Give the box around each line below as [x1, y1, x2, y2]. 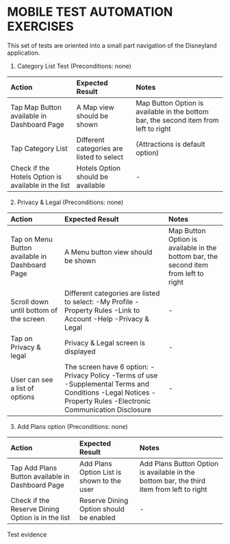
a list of [10, 383, 34, 393]
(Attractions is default [136, 139, 205, 149]
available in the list [10, 180, 71, 190]
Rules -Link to [94, 306, 140, 315]
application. [7, 49, 40, 57]
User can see [10, 375, 53, 384]
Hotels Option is [10, 172, 62, 182]
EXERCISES [7, 18, 74, 34]
